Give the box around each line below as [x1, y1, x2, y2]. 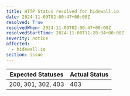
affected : [6, 41, 30, 47]
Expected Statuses [9, 70, 64, 79]
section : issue [6, 52, 43, 58]
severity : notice [6, 35, 49, 41]
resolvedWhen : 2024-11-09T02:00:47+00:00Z [6, 24, 111, 31]
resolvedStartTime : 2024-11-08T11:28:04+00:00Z [6, 30, 125, 36]
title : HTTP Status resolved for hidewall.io [6, 8, 119, 15]
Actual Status [70, 70, 109, 79]
